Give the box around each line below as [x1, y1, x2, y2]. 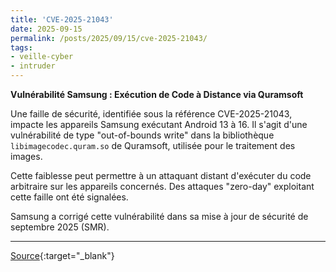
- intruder [10, 61, 56, 71]
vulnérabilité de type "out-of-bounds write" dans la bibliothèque [10, 129, 275, 141]
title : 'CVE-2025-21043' [10, 14, 114, 25]
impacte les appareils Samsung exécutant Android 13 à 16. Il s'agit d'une [10, 119, 308, 130]
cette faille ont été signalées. [10, 191, 129, 203]
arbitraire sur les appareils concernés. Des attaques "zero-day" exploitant [10, 181, 315, 192]
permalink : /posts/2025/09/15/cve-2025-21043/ [10, 33, 208, 43]
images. [10, 151, 43, 162]
